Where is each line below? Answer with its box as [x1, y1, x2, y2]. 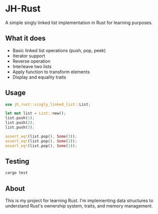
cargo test [5, 170, 28, 175]
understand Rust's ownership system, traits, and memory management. [5, 203, 153, 209]
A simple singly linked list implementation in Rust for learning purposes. [5, 20, 153, 26]
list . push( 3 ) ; [5, 125, 35, 130]
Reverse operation [12, 58, 51, 64]
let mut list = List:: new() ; [5, 111, 66, 116]
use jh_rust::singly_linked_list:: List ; [5, 102, 91, 107]
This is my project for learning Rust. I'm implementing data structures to [5, 197, 153, 203]
